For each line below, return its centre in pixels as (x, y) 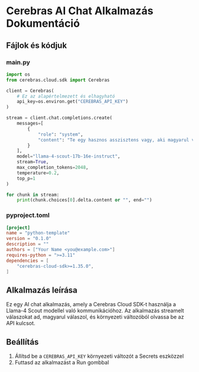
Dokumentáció (43, 23)
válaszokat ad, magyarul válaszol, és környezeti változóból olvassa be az (95, 317)
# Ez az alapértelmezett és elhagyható (66, 96)
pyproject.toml (28, 216)
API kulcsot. (21, 323)
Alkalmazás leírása (42, 290)
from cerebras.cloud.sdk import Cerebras (58, 80)
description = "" (28, 244)
